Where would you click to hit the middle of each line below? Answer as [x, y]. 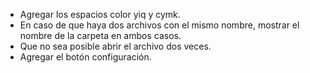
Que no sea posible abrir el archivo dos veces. [115, 46]
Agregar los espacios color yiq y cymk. [100, 14]
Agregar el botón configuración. [85, 57]
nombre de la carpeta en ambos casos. [100, 35]
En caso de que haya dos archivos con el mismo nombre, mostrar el [159, 25]
